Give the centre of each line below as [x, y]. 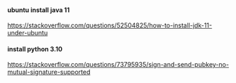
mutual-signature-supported [49, 72]
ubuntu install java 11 [39, 10]
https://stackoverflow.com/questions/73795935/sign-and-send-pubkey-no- [118, 65]
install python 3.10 [35, 49]
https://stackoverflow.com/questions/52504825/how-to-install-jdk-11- [110, 25]
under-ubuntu [28, 33]
